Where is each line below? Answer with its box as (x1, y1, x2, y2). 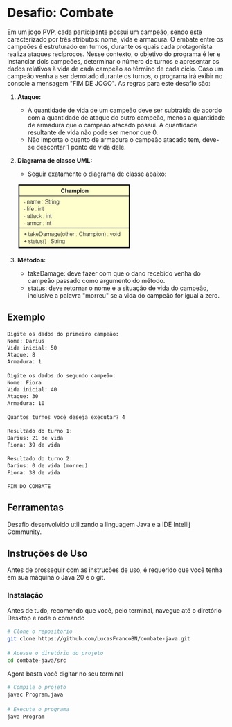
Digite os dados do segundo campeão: (7, 372, 116, 379)
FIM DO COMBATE (7, 483, 51, 490)
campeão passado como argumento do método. (27, 276, 166, 285)
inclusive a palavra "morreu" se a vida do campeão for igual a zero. (27, 291, 220, 299)
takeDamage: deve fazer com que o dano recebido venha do (27, 269, 201, 278)
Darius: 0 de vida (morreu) (7, 462, 89, 469)
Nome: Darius (7, 337, 45, 344)
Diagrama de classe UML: (17, 156, 93, 164)
